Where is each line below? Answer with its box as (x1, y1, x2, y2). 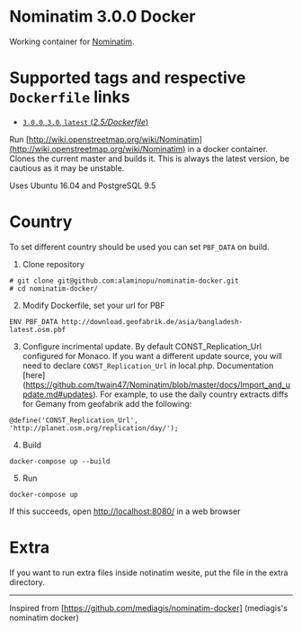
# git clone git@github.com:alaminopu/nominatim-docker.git (9, 276, 240, 285)
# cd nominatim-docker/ (9, 284, 99, 293)
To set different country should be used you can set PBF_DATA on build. (9, 241, 270, 252)
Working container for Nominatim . (9, 36, 135, 47)
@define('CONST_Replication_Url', (9, 416, 139, 425)
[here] (22, 369, 46, 380)
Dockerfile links (9, 87, 130, 107)
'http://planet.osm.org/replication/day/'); (9, 423, 179, 433)
